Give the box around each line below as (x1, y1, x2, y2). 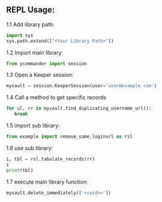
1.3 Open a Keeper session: (6, 72, 74, 79)
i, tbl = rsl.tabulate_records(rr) (6, 156, 95, 162)
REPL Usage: (6, 5, 55, 15)
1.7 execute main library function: (6, 178, 88, 185)
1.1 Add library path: (6, 20, 55, 28)
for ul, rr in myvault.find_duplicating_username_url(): (6, 105, 152, 112)
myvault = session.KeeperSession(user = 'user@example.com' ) (6, 83, 157, 89)
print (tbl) (6, 167, 34, 173)
